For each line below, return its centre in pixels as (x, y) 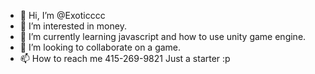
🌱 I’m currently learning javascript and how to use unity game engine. (163, 36)
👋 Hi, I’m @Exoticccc (62, 15)
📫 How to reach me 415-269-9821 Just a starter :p (125, 58)
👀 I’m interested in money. (73, 26)
